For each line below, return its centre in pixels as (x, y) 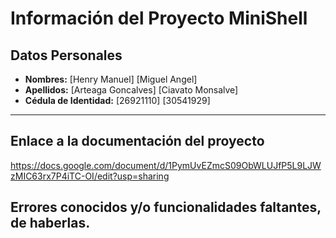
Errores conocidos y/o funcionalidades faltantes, (166, 207)
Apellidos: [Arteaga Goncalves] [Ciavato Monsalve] (131, 90)
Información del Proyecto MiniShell (159, 18)
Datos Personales (66, 55)
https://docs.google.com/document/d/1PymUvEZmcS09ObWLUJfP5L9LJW (166, 165)
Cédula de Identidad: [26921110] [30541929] (117, 100)
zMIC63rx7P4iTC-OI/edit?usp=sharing (90, 176)
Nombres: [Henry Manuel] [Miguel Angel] (111, 79)
